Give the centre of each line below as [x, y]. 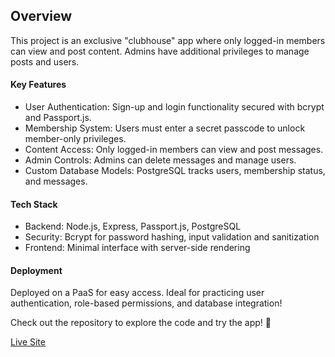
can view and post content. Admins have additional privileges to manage [160, 51]
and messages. [56, 181]
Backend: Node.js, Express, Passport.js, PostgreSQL [133, 226]
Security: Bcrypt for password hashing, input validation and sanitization [172, 237]
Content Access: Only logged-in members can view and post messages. [174, 150]
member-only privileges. [75, 139]
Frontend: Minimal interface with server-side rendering [137, 248]
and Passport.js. [58, 118]
